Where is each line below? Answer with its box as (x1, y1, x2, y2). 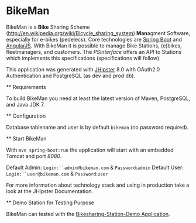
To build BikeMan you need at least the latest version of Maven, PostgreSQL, (6, 95, 191, 102)
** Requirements (6, 83, 46, 90)
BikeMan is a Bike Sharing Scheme (6, 23, 91, 30)
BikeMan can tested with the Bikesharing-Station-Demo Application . (6, 210, 171, 217)
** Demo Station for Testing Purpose (6, 199, 95, 206)
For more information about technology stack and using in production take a (6, 181, 190, 188)
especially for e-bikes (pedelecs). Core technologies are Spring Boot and (6, 36, 183, 43)
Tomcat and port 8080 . (6, 152, 62, 159)
